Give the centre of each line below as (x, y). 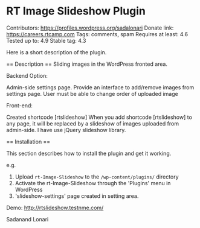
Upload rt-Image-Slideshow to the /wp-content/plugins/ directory (97, 177)
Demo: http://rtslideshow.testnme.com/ (55, 207)
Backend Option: (27, 75)
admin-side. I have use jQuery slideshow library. (66, 130)
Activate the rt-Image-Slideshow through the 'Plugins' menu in (93, 183)
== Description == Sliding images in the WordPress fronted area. (87, 64)
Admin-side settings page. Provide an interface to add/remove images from (100, 87)
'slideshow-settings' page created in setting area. (77, 196)
